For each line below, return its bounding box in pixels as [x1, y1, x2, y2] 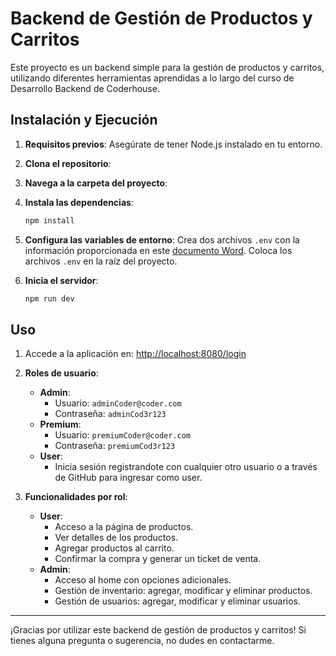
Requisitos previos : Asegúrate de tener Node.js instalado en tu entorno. [24, 138, 323, 150]
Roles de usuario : [24, 367, 99, 379]
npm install [24, 215, 75, 226]
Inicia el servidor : [24, 274, 99, 286]
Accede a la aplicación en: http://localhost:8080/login [24, 348, 247, 360]
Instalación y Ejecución [10, 112, 158, 129]
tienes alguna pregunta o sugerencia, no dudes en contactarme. [10, 635, 275, 647]
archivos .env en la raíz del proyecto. [24, 255, 178, 267]
